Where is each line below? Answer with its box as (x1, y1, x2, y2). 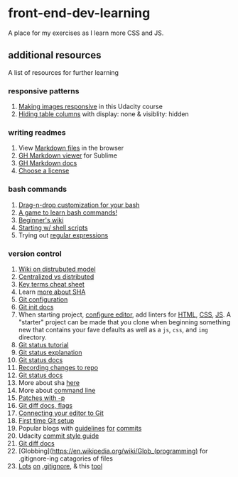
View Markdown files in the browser (18, 144, 124, 153)
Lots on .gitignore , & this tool (18, 461, 103, 470)
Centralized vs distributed (18, 272, 94, 281)
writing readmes (8, 127, 66, 137)
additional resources (8, 49, 102, 61)
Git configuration (18, 294, 68, 304)
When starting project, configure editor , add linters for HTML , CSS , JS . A (18, 310, 232, 319)
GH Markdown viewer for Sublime (18, 151, 118, 160)
